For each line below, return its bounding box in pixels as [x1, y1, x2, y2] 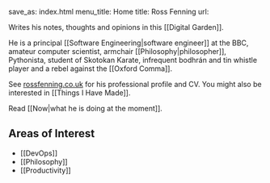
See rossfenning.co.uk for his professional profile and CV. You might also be [8, 80, 262, 89]
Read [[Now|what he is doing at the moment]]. [8, 104, 163, 113]
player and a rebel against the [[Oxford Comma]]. [8, 64, 172, 73]
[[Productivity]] [19, 165, 71, 175]
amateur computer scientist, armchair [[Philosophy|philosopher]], [8, 47, 226, 56]
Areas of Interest [8, 127, 95, 140]
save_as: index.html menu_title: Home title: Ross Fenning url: [8, 7, 209, 16]
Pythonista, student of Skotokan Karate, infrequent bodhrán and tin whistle [8, 56, 257, 64]
